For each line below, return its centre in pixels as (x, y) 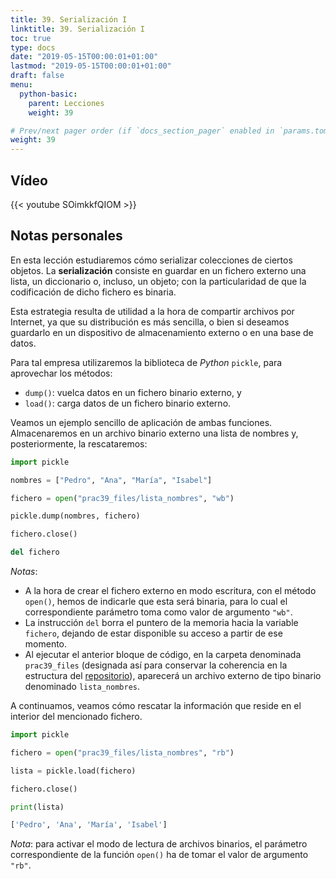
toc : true (31, 38)
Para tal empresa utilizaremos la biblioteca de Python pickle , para (146, 362)
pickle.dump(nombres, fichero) (75, 516)
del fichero (35, 552)
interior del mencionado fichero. (76, 716)
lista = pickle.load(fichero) (73, 771)
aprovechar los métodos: (61, 373)
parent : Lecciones (66, 103)
